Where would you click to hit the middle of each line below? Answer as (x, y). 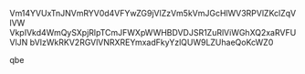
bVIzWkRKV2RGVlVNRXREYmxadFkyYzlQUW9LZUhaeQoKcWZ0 (152, 42)
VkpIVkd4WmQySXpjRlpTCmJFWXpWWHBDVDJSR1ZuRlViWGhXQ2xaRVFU (153, 32)
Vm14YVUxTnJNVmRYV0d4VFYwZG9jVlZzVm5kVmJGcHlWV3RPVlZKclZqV (153, 13)
